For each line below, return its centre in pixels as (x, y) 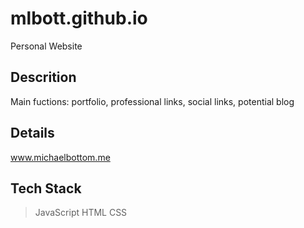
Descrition (43, 77)
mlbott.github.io (79, 18)
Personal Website (46, 46)
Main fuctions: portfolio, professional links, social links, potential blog (152, 101)
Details (32, 133)
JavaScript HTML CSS (81, 213)
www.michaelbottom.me (60, 157)
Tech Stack (46, 188)
